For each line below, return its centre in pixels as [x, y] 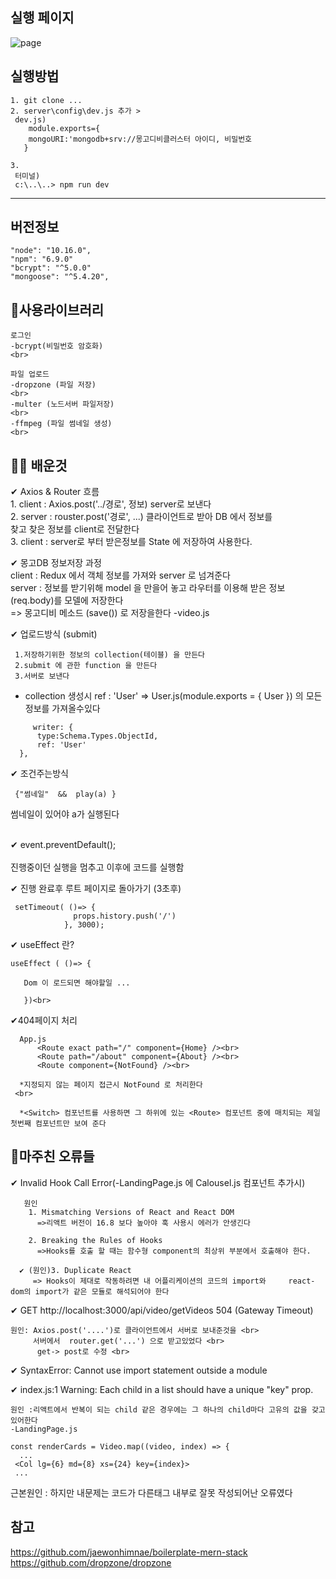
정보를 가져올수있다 [62, 709]
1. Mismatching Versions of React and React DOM [131, 1212]
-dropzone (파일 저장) [53, 385]
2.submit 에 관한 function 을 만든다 [86, 666]
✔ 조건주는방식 [39, 774]
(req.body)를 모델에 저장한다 [67, 600]
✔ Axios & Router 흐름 [55, 492]
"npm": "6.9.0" [42, 259]
